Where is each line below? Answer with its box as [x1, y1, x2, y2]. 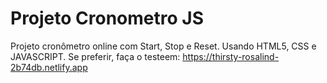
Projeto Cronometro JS [10, 7, 204, 30]
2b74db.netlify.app [10, 61, 88, 73]
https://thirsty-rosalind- [182, 50, 280, 62]
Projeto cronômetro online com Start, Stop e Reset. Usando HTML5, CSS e [10, 40, 317, 52]
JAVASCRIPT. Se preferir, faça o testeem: [10, 50, 181, 62]
